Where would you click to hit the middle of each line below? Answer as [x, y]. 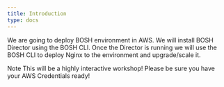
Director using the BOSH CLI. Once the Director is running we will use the [112, 47]
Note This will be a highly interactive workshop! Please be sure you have [111, 68]
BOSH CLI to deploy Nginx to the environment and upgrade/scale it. [104, 55]
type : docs [23, 20]
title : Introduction [37, 14]
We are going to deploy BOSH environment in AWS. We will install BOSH [110, 40]
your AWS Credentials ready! [49, 76]
